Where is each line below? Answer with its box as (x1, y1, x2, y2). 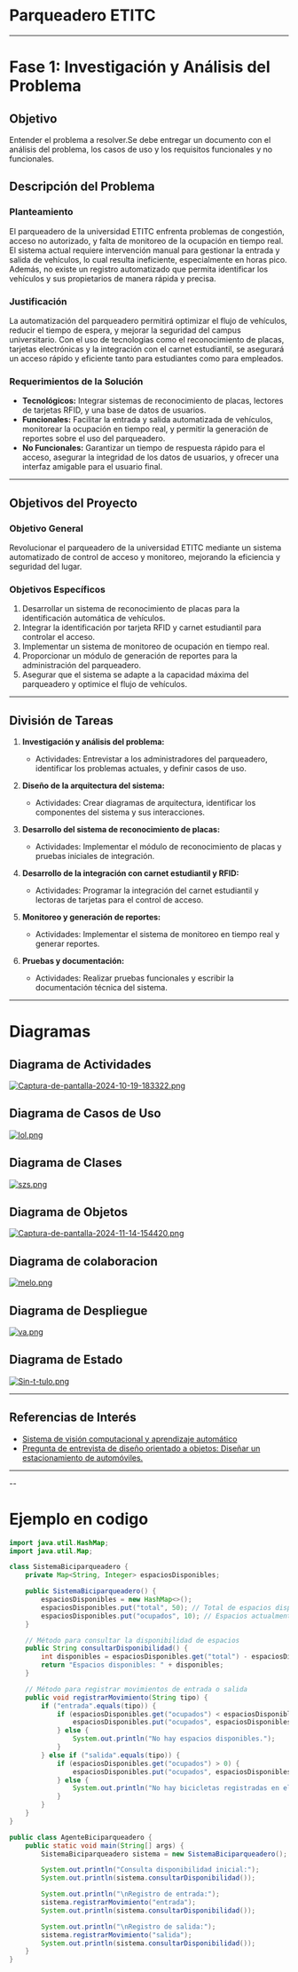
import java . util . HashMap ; (9, 1538, 109, 1547)
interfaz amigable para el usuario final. (21, 461, 163, 472)
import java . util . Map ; (9, 1546, 93, 1556)
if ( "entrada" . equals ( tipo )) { (41, 1701, 157, 1710)
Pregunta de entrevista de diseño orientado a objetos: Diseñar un (21, 1443, 261, 1454)
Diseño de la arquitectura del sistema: (21, 780, 166, 791)
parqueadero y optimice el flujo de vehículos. (21, 679, 188, 690)
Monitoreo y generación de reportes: (21, 911, 161, 923)
